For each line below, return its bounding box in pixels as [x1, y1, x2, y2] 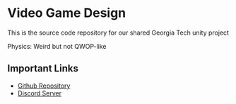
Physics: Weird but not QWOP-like [7, 42, 107, 50]
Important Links [7, 62, 79, 75]
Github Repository [17, 81, 71, 90]
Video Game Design [7, 5, 126, 21]
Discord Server [17, 88, 62, 97]
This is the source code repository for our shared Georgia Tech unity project [7, 28, 230, 37]
